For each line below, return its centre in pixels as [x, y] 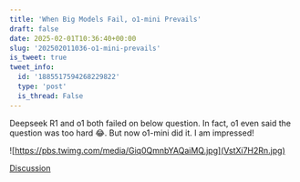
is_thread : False [51, 96]
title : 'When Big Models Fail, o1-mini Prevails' [106, 19]
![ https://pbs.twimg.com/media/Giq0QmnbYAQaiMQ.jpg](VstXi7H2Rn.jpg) [147, 150]
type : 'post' [42, 86]
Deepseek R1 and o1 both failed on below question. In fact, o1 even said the [150, 123]
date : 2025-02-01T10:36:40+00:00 [73, 38]
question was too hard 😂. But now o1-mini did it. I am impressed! [132, 133]
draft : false [34, 29]
